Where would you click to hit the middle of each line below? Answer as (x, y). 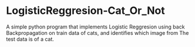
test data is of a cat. (30, 39)
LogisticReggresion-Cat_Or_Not (86, 11)
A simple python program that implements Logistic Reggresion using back (95, 27)
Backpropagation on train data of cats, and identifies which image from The (97, 32)
